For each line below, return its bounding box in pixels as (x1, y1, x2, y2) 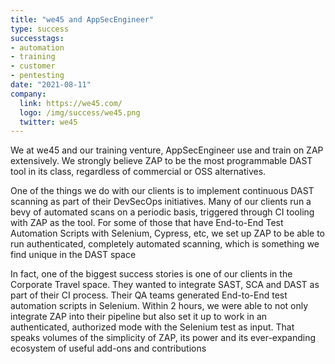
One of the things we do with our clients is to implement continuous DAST (10, 185, 315, 197)
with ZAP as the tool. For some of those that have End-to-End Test (10, 217, 284, 229)
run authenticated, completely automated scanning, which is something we (10, 238, 320, 250)
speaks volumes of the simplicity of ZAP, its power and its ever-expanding (10, 332, 317, 344)
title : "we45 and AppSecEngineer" (10, 14, 155, 25)
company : (10, 89, 47, 99)
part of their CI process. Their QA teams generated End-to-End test (10, 289, 288, 301)
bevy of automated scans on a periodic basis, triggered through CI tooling (10, 206, 315, 218)
